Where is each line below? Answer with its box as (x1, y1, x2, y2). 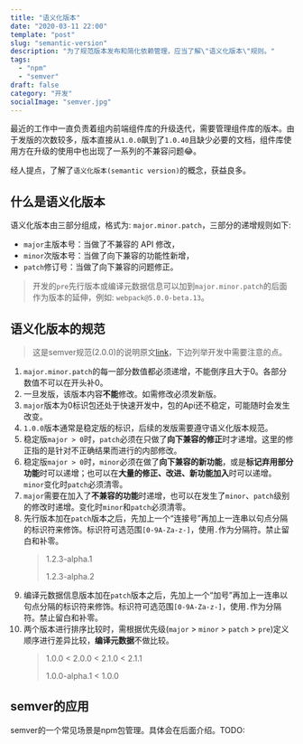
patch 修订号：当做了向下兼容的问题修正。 (23, 261, 179, 272)
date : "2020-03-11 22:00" (10, 22, 107, 31)
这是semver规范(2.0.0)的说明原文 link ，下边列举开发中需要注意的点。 (32, 347, 288, 357)
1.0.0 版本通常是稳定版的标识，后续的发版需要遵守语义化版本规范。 (23, 422, 273, 433)
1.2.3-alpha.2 (45, 571, 96, 581)
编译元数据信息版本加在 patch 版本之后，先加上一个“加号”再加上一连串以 (23, 589, 288, 600)
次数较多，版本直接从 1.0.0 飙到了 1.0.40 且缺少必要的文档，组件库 (41, 135, 284, 146)
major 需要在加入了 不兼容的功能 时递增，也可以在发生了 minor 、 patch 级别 (23, 490, 290, 501)
